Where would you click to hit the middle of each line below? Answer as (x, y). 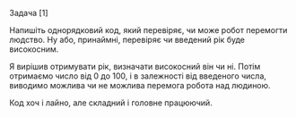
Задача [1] (29, 13)
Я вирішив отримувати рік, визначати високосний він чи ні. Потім (135, 67)
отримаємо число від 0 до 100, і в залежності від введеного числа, (138, 76)
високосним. (34, 49)
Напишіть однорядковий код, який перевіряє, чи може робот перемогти (148, 30)
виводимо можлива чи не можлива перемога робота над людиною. (140, 85)
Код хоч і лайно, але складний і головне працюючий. (111, 103)
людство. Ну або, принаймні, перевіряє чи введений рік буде (127, 40)
